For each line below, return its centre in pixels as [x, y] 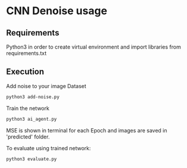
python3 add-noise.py [33, 97]
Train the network [28, 108]
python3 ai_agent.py [32, 119]
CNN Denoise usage [57, 11]
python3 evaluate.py [32, 159]
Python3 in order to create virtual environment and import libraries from [93, 47]
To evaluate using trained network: [48, 148]
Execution [25, 72]
